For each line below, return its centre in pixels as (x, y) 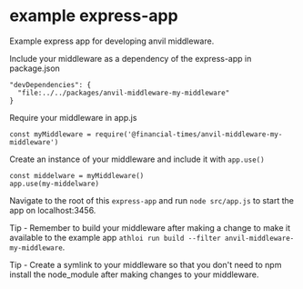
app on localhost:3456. (53, 210)
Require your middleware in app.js (73, 117)
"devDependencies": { (50, 85)
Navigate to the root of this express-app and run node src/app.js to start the (151, 200)
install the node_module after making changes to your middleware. (134, 274)
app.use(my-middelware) (55, 184)
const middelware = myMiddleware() (77, 175)
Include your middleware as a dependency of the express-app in (131, 58)
